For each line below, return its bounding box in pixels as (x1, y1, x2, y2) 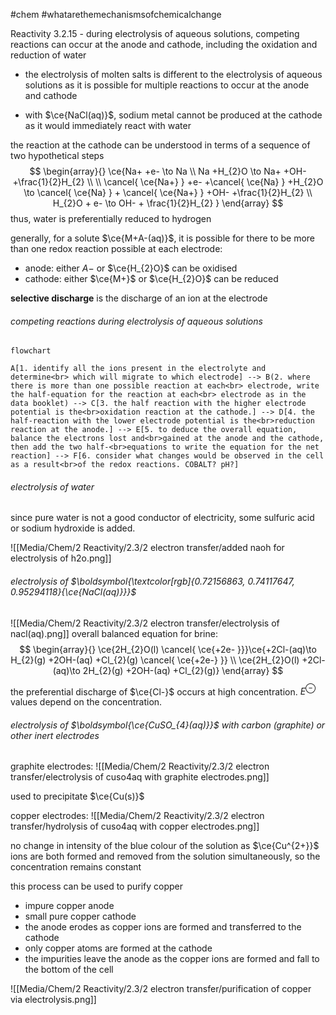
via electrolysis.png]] (10, 994, 97, 1006)
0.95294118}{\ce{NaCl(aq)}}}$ (10, 586, 137, 598)
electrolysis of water (10, 480, 95, 493)
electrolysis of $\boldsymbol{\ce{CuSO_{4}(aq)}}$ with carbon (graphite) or (10, 719, 326, 731)
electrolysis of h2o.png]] (10, 552, 112, 564)
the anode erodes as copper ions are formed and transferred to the (24, 921, 302, 933)
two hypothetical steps (10, 150, 105, 161)
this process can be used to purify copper (10, 880, 184, 893)
